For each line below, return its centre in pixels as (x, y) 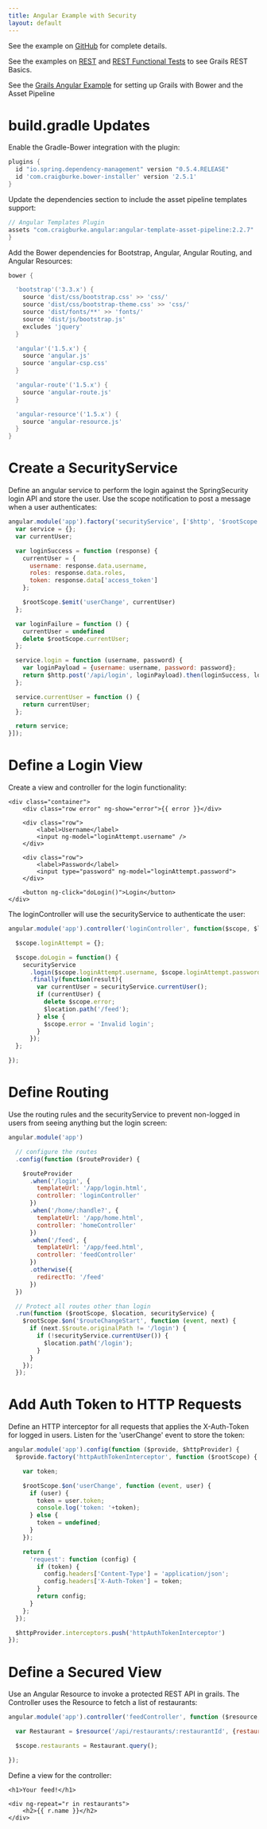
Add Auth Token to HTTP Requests (125, 1405)
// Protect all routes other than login (83, 1306)
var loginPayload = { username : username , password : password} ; (130, 668)
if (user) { (49, 1493)
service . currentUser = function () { (78, 697)
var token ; (41, 1471)
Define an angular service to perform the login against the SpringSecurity (128, 491)
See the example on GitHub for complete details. (88, 45)
